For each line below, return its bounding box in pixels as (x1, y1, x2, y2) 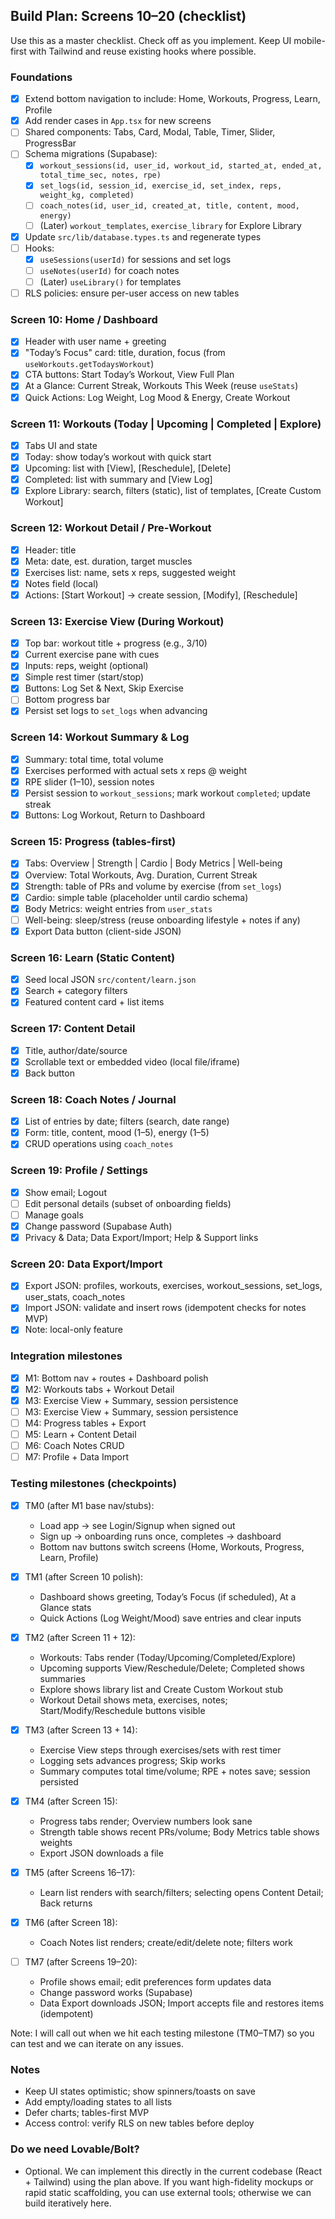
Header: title (24, 544, 77, 556)
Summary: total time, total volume (24, 753, 164, 765)
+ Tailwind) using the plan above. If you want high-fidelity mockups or (24, 2175, 314, 2188)
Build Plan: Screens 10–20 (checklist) (10, 8, 247, 25)
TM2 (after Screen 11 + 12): (24, 1631, 136, 1643)
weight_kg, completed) (39, 190, 135, 201)
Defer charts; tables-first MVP (24, 2107, 150, 2119)
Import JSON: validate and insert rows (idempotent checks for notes (24, 1302, 307, 1314)
